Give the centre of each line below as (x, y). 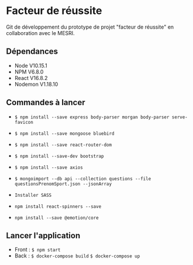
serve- (180, 117)
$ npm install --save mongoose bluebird (64, 133)
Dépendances (32, 52)
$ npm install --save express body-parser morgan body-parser (92, 117)
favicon (24, 122)
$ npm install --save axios (49, 168)
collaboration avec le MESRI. (40, 33)
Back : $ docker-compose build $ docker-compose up (77, 256)
